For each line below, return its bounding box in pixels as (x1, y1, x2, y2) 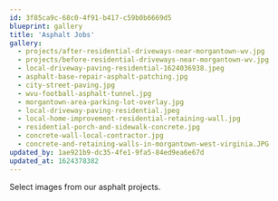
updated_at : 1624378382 (9, 156, 100, 166)
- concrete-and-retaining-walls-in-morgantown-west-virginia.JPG (17, 139, 270, 148)
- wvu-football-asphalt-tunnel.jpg (17, 89, 152, 98)
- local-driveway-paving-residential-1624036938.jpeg (17, 64, 225, 73)
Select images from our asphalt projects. (9, 181, 161, 192)
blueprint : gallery (9, 22, 83, 31)
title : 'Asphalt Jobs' (9, 30, 95, 39)
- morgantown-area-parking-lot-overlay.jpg (17, 97, 184, 107)
